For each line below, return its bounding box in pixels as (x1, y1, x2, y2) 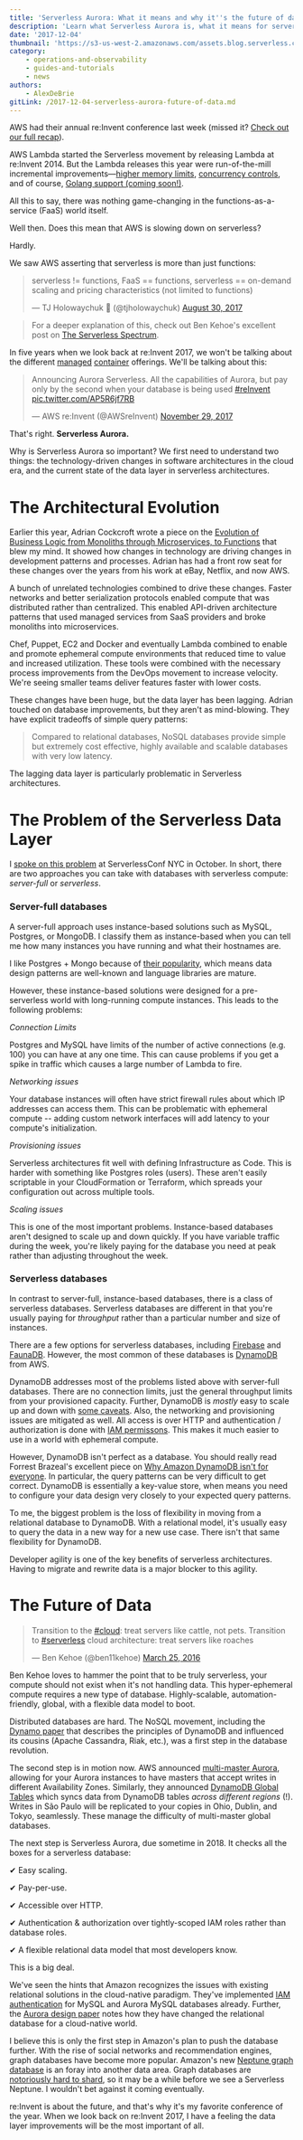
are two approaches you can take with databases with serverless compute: (9, 868, 289, 879)
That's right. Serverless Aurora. (9, 429, 129, 440)
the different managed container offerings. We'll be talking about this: (9, 356, 268, 367)
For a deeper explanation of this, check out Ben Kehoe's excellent (31, 320, 276, 331)
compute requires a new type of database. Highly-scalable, (9, 1689, 230, 1700)
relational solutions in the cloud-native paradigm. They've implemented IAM (9, 1989, 291, 2000)
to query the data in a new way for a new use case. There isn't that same (9, 1526, 280, 1538)
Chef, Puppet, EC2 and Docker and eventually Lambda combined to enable (9, 639, 288, 649)
